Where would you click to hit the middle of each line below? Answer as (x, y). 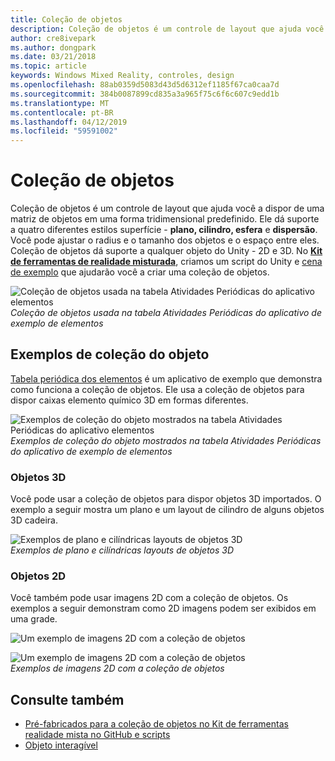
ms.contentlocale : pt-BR (62, 112)
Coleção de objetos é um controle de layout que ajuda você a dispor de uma (167, 208)
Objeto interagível (61, 745)
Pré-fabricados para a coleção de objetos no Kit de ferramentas (156, 724)
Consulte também (67, 699)
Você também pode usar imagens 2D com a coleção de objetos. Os (149, 598)
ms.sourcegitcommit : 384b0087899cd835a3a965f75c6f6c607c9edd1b (145, 94)
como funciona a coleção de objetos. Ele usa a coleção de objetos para (157, 389)
